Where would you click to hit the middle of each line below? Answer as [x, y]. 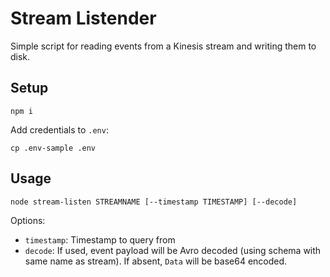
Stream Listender [83, 18]
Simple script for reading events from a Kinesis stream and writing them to [163, 46]
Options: [28, 220]
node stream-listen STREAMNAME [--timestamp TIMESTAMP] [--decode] [154, 202]
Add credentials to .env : [59, 129]
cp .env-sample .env [53, 148]
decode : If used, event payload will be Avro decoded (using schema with [173, 250]
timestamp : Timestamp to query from [100, 239]
